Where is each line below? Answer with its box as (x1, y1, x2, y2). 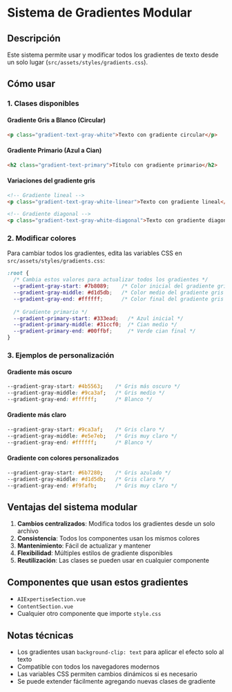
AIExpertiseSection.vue (17, 596, 86, 603)
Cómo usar (7, 78, 56, 90)
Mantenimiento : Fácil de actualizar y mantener (17, 541, 151, 550)
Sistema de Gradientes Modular (7, 5, 192, 21)
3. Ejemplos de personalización (7, 350, 115, 360)
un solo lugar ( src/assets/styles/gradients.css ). (7, 58, 148, 66)
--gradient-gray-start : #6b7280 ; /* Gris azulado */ (7, 469, 171, 476)
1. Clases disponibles (7, 99, 79, 109)
